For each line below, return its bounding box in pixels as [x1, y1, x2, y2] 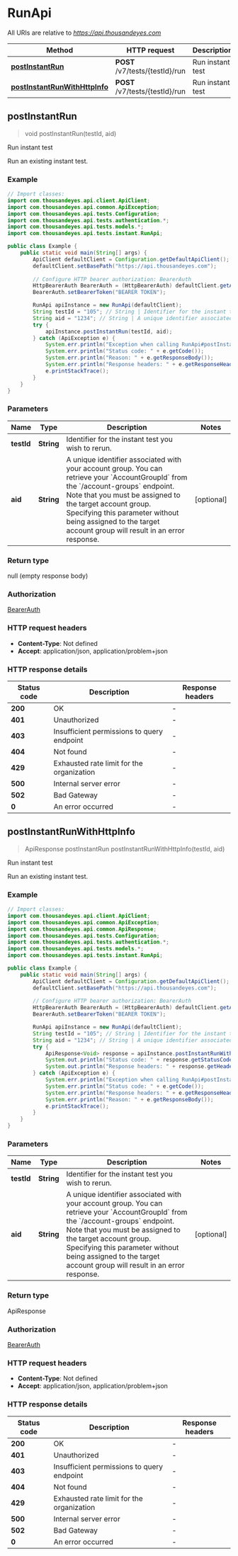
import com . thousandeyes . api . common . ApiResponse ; [7, 926, 157, 933]
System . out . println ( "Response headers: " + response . [45, 1063, 208, 1070]
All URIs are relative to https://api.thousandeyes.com [7, 28, 161, 37]
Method [45, 45, 73, 55]
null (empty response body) [7, 572, 89, 580]
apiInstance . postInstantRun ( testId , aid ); [45, 328, 173, 335]
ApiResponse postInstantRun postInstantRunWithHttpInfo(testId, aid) [24, 844, 225, 853]
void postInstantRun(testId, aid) [24, 129, 117, 137]
